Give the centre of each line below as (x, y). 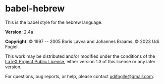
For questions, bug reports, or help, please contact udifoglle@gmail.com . (80, 76)
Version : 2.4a (19, 32)
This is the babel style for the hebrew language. (54, 22)
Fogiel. (12, 46)
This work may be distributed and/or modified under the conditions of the (80, 56)
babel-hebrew (35, 9)
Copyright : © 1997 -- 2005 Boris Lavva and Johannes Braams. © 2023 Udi (82, 41)
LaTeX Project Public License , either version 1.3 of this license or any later (80, 61)
